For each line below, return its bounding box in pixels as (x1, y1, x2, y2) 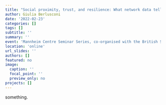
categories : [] (5, 21, 37, 26)
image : (5, 62, 19, 67)
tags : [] (5, 26, 23, 31)
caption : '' (9, 67, 35, 72)
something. (5, 94, 28, 100)
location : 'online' (5, 44, 45, 49)
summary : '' (5, 35, 30, 40)
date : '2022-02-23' (5, 16, 45, 21)
